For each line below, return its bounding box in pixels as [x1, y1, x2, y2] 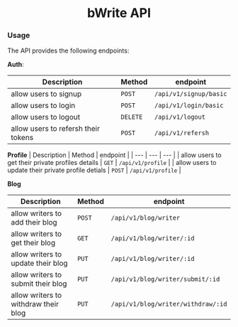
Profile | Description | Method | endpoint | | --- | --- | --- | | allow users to [7, 151, 222, 159]
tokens [11, 133, 34, 143]
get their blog [11, 238, 55, 248]
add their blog [11, 218, 58, 227]
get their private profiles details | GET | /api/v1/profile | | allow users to [7, 159, 217, 167]
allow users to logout [11, 112, 80, 122]
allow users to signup [11, 89, 82, 99]
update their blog [11, 258, 69, 268]
